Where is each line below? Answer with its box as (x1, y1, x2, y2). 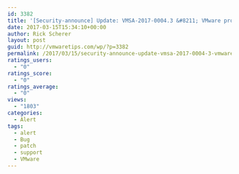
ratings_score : (7, 70, 53, 77)
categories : (7, 109, 43, 116)
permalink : (7, 50, 40, 58)
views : (7, 97, 27, 104)
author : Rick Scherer (7, 30, 72, 38)
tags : (7, 122, 23, 130)
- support (14, 149, 43, 156)
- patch (14, 143, 37, 150)
